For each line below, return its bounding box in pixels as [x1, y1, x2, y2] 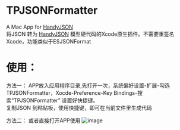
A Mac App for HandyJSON [6, 23, 73, 30]
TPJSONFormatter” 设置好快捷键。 [14, 97, 99, 104]
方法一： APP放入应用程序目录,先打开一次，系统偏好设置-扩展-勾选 [6, 82, 170, 89]
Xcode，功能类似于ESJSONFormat [6, 38, 91, 45]
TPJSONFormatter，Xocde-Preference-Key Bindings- [6, 89, 138, 96]
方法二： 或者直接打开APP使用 [6, 117, 81, 124]
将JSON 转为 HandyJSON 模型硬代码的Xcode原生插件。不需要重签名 [6, 30, 175, 38]
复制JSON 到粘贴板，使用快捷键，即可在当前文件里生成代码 [6, 104, 153, 111]
